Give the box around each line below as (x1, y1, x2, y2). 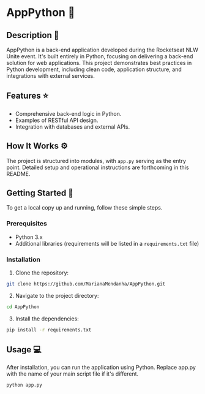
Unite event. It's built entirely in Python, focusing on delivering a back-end (6, 53, 193, 60)
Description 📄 (6, 30, 59, 40)
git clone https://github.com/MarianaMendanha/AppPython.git (6, 281, 166, 287)
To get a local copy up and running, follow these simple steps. (6, 204, 163, 211)
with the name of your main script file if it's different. (6, 370, 139, 377)
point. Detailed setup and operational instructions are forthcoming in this (6, 164, 189, 171)
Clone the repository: (15, 269, 69, 276)
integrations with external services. (6, 72, 95, 79)
